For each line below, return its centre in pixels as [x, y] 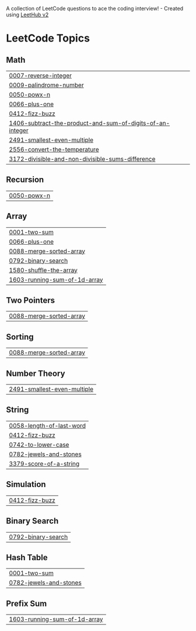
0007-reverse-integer [40, 76]
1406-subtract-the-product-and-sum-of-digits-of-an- [90, 123]
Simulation [26, 484]
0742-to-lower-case [39, 444]
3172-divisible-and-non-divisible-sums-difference [82, 159]
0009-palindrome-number [46, 85]
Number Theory [36, 373]
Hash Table [27, 558]
